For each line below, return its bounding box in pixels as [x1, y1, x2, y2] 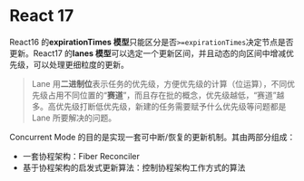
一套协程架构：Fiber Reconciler [22, 150, 141, 161]
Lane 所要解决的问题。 [31, 112, 116, 123]
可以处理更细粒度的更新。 [33, 59, 129, 70]
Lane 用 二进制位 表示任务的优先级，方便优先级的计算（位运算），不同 [31, 78, 288, 89]
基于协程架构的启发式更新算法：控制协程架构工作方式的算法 [22, 162, 246, 173]
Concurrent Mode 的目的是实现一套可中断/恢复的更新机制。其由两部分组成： [9, 131, 296, 142]
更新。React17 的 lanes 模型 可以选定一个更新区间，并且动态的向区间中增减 [9, 47, 287, 59]
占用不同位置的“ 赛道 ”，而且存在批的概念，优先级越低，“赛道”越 [47, 90, 285, 100]
